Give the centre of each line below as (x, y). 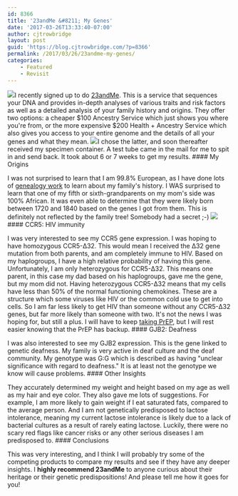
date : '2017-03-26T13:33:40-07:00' (60, 27)
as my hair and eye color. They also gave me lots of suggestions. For (108, 395)
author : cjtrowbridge (40, 34)
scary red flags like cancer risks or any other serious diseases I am (106, 432)
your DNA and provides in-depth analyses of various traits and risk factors (117, 102)
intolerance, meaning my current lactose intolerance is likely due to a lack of (119, 417)
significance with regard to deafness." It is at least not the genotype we (112, 365)
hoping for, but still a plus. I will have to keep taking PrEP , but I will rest (111, 321)
